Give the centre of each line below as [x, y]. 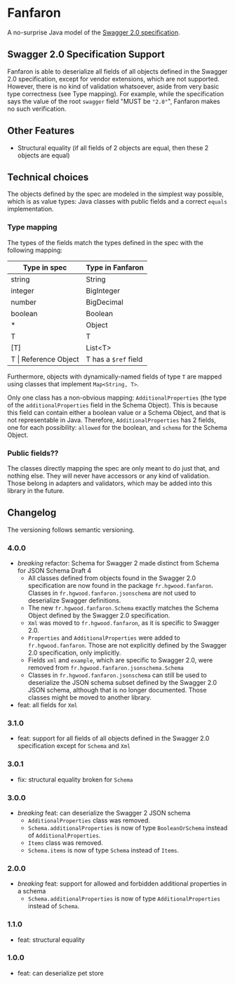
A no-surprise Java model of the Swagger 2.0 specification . [94, 32]
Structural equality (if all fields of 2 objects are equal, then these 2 [113, 147]
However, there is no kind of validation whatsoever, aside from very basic [113, 86]
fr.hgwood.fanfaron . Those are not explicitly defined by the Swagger [127, 645]
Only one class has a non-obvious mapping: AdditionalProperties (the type [117, 398]
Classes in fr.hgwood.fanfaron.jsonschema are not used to [112, 593]
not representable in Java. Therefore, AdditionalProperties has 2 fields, [112, 420]
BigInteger [103, 291]
